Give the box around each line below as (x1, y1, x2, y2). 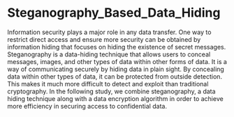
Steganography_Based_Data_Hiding (7, 5, 221, 21)
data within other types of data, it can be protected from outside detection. (7, 72, 222, 81)
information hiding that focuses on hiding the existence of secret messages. (7, 42, 226, 51)
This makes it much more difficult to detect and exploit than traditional (7, 79, 209, 88)
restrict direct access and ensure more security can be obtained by (7, 35, 201, 43)
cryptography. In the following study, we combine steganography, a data (7, 87, 216, 95)
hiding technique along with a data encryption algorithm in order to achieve (7, 94, 224, 102)
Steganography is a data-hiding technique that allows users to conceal (7, 50, 211, 58)
